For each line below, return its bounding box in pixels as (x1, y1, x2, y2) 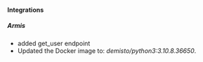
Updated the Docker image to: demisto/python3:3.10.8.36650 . (17, 46, 197, 55)
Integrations (7, 6, 44, 14)
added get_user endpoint (17, 39, 91, 47)
